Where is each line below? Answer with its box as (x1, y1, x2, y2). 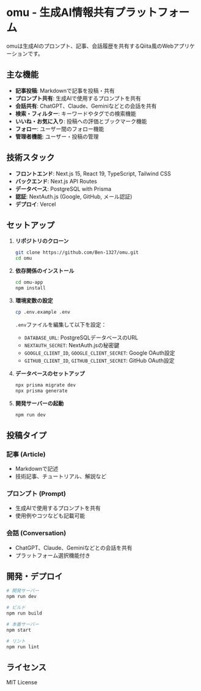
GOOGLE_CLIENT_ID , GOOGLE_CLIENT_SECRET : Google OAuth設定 (24, 349, 175, 357)
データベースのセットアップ (15, 369, 86, 377)
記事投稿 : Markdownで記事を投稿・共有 (15, 87, 115, 94)
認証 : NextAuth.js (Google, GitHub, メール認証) (15, 193, 133, 200)
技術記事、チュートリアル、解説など (15, 473, 107, 480)
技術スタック (6, 152, 55, 163)
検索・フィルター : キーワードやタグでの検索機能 (15, 109, 136, 117)
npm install (15, 285, 46, 291)
